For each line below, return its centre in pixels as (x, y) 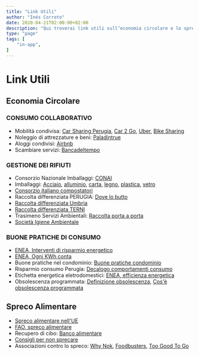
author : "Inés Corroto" (36, 17)
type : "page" (22, 34)
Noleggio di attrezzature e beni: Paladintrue (68, 137)
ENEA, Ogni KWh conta (43, 256)
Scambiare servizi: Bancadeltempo (57, 150)
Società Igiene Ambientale (46, 222)
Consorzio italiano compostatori (54, 191)
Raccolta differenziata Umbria (51, 203)
